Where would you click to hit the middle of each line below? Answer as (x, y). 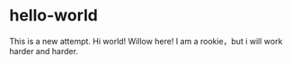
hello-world (54, 16)
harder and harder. (44, 51)
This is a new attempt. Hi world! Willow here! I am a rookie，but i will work (146, 41)
